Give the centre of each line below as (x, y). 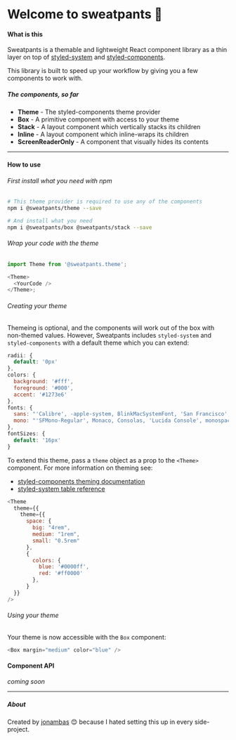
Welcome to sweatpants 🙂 (85, 14)
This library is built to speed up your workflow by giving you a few (103, 71)
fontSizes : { (26, 434)
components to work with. (45, 78)
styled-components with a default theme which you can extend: (98, 343)
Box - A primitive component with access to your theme (98, 119)
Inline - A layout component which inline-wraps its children (103, 134)
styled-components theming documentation (81, 481)
